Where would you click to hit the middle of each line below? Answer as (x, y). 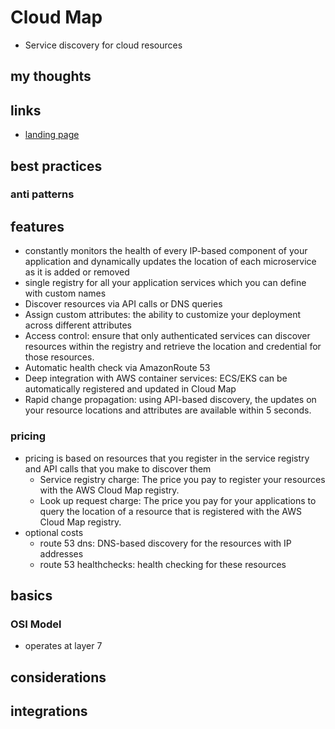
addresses (61, 553)
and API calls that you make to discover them (118, 468)
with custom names (65, 293)
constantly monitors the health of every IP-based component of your (166, 251)
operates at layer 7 (63, 646)
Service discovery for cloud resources (103, 45)
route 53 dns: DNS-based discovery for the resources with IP (165, 543)
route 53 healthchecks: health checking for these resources (163, 564)
